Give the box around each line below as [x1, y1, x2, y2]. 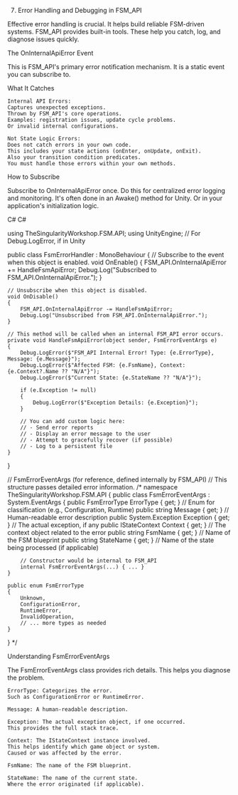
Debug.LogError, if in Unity [7, 237, 86, 245]
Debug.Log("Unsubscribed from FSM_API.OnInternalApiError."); [20, 312, 208, 319]
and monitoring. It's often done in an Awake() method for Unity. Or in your [7, 194, 222, 202]
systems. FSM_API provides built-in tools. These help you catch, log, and [7, 28, 221, 36]
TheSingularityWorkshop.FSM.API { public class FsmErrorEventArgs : [7, 491, 210, 499]
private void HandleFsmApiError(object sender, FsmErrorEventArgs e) [7, 337, 218, 344]
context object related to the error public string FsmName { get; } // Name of [7, 529, 231, 536]
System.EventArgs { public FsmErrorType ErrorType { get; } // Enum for [7, 498, 215, 506]
